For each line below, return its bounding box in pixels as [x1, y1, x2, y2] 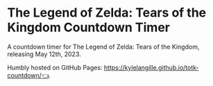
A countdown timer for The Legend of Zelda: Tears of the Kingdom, [7, 42, 200, 51]
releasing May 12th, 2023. [7, 50, 81, 58]
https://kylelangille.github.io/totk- [103, 63, 199, 71]
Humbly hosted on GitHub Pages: [7, 63, 103, 71]
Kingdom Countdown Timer [7, 19, 171, 35]
